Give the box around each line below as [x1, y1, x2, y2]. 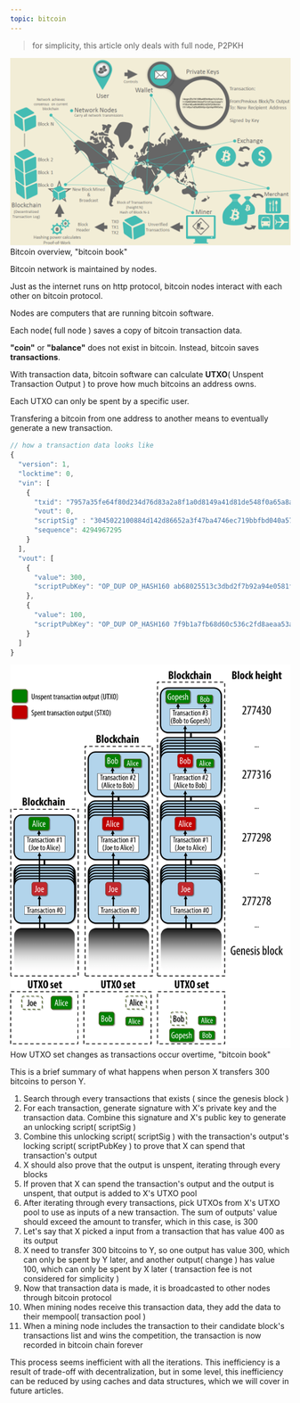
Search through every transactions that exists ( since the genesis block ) [22, 1093, 289, 1103]
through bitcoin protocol [22, 1292, 112, 1302]
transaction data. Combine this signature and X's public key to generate [22, 1111, 287, 1123]
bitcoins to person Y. [10, 1076, 86, 1086]
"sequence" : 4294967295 [33, 526, 123, 535]
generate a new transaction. [10, 423, 114, 433]
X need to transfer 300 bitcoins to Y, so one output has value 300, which [22, 1244, 290, 1255]
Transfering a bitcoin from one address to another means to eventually [10, 413, 269, 424]
